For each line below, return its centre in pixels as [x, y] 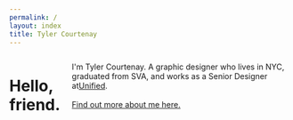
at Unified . [90, 86]
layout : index [36, 26]
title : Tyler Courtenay [53, 34]
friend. [35, 104]
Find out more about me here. [126, 105]
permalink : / [33, 17]
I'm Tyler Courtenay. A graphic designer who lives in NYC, [178, 67]
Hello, [31, 86]
